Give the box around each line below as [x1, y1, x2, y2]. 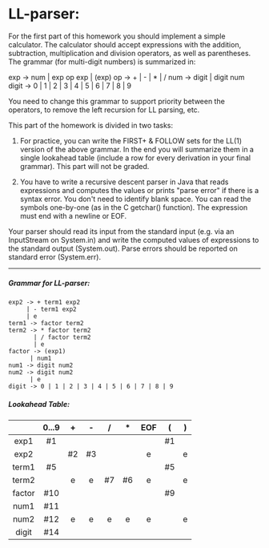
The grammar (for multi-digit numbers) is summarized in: [8, 57, 196, 66]
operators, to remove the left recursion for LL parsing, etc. [8, 105, 200, 115]
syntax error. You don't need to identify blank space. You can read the [19, 194, 251, 203]
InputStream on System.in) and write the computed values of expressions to [8, 235, 259, 244]
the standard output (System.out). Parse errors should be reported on [8, 244, 238, 253]
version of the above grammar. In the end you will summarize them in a [19, 144, 255, 154]
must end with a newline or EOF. [19, 211, 126, 220]
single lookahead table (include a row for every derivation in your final [19, 153, 251, 163]
